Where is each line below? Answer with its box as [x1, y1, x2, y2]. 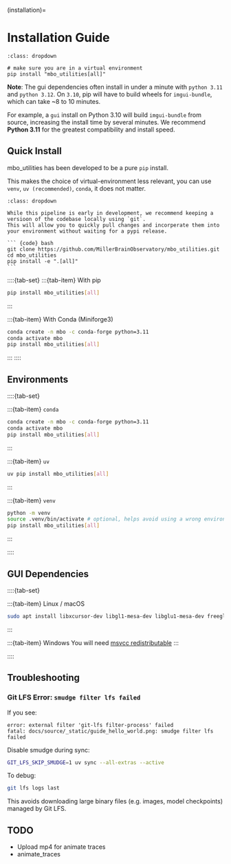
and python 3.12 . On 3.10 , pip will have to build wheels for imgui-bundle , [7, 89, 212, 98]
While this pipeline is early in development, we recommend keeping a [7, 209, 214, 216]
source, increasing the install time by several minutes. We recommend [7, 118, 206, 126]
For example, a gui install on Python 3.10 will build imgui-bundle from [7, 110, 201, 119]
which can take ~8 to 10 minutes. [7, 97, 101, 105]
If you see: [7, 708, 37, 717]
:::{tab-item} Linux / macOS [7, 600, 85, 608]
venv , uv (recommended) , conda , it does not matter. [7, 184, 146, 192]
